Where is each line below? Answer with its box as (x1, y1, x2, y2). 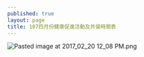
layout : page (7, 17, 45, 24)
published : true (7, 10, 54, 17)
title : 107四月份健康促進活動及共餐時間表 (7, 23, 116, 30)
